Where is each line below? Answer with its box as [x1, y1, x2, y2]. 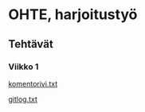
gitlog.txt [8, 94, 38, 104]
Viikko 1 [8, 61, 39, 72]
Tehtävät [8, 37, 53, 51]
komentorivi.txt [8, 79, 58, 88]
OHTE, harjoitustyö [8, 6, 138, 24]
